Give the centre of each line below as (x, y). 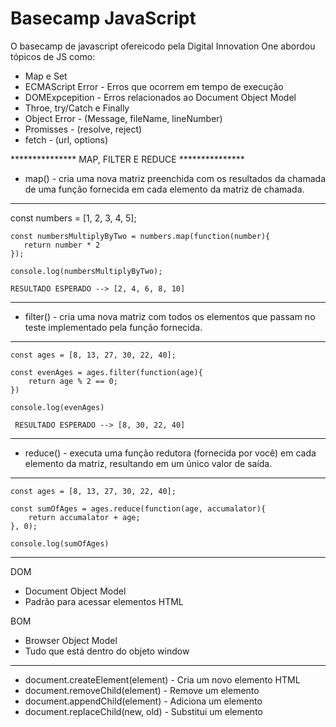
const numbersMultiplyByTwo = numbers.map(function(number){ (140, 236)
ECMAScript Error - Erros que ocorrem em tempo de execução (154, 86)
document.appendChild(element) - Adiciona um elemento (143, 701)
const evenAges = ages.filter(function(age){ (106, 372)
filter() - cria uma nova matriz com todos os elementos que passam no (170, 316)
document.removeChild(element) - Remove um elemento (142, 690)
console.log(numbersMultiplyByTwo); (86, 271)
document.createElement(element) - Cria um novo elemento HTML (162, 679)
